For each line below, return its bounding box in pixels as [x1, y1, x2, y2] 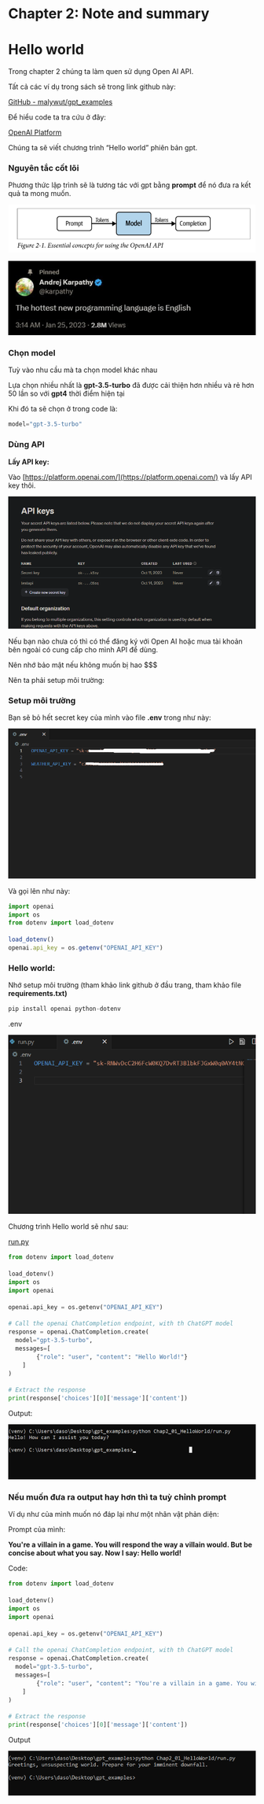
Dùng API [8, 439, 45, 450]
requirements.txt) [8, 989, 68, 998]
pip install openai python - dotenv [8, 1005, 122, 1013]
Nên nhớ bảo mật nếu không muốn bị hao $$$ [8, 660, 158, 670]
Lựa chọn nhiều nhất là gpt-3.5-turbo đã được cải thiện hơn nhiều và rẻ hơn [8, 381, 255, 390]
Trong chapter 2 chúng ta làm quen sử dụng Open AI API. [8, 67, 194, 76]
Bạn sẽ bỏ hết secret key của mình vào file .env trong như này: [8, 713, 211, 722]
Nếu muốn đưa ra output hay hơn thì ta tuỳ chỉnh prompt [8, 1492, 226, 1503]
